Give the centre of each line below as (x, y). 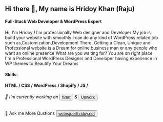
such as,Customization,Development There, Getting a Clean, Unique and (78, 42)
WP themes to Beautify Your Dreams (42, 63)
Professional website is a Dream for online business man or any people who (81, 48)
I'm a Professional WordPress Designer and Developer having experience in (81, 58)
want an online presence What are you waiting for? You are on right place (79, 53)
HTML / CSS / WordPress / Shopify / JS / (47, 85)
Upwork (88, 97)
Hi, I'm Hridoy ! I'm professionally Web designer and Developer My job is (78, 32)
